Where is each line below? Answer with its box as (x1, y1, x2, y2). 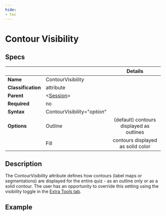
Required (7, 100, 30, 107)
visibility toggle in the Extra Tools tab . (5, 189, 82, 195)
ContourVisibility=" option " (45, 108, 107, 115)
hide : (5, 7, 16, 12)
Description (5, 160, 42, 168)
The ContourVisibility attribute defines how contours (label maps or (5, 173, 142, 179)
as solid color (119, 143, 151, 150)
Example (5, 203, 33, 211)
